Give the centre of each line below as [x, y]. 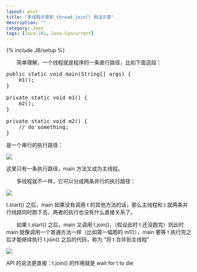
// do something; [44, 127]
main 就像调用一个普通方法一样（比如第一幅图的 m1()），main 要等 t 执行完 [96, 232]
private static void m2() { [47, 121]
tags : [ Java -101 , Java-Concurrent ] [50, 34]
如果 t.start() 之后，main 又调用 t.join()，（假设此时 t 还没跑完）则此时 [100, 225]
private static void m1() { [47, 98]
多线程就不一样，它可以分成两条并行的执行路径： [76, 181]
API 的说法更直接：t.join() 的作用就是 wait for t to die [70, 263]
